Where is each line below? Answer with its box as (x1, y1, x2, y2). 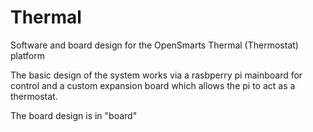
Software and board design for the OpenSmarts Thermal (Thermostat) (10, 39, 299, 51)
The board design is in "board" (10, 109, 138, 121)
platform (10, 49, 45, 61)
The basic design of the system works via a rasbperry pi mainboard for (10, 69, 303, 81)
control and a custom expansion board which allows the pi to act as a (10, 79, 296, 91)
